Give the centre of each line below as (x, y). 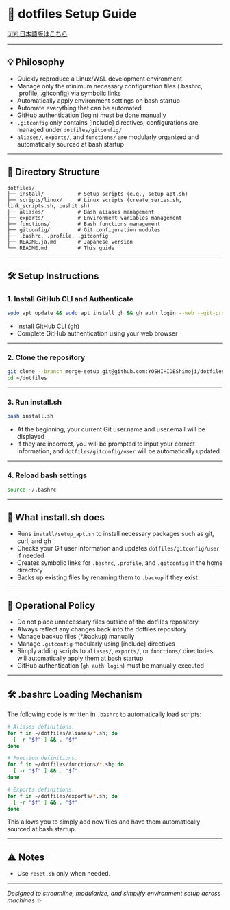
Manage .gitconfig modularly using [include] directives (96, 644)
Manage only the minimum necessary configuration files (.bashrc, (110, 86)
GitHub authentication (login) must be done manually (91, 115)
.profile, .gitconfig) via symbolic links (69, 93)
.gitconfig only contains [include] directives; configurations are (107, 122)
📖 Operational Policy (51, 605)
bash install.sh (30, 416)
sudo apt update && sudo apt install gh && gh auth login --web (101, 313)
